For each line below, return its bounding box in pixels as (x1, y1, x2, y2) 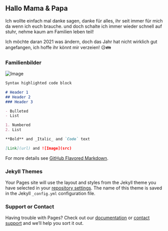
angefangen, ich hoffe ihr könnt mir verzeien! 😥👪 (5, 44, 111, 50)
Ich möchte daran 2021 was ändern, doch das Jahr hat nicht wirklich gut (5, 38, 157, 45)
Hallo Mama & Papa (5, 4, 68, 13)
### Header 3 (5, 99, 33, 104)
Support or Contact (5, 203, 55, 211)
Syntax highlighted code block (5, 80, 72, 86)
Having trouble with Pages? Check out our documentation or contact (5, 215, 150, 221)
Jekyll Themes (5, 167, 43, 175)
